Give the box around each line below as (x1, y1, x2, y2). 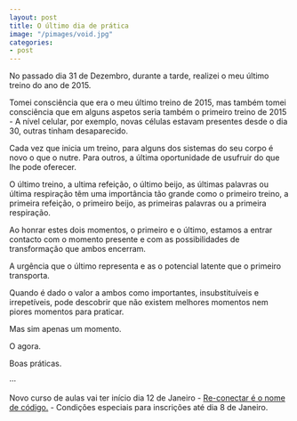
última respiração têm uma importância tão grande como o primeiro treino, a (9, 189, 289, 199)
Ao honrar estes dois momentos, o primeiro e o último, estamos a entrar (9, 224, 273, 236)
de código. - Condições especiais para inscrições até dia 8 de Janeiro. (9, 402, 269, 413)
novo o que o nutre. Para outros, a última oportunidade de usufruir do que (9, 152, 280, 163)
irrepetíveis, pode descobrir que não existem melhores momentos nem (9, 297, 269, 308)
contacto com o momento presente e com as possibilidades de (9, 234, 240, 245)
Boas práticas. (9, 358, 62, 369)
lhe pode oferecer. (9, 162, 77, 173)
